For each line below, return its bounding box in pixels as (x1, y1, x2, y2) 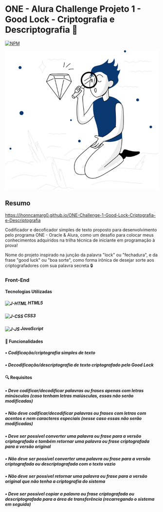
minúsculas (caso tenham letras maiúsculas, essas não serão (5, 393, 134, 399)
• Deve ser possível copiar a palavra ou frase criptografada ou (5, 490, 135, 497)
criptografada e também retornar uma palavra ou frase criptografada (5, 438, 150, 444)
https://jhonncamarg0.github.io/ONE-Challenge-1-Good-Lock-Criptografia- (5, 212, 156, 218)
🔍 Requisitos (5, 375, 33, 380)
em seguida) (5, 501, 31, 507)
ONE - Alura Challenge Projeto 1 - (5, 3, 141, 15)
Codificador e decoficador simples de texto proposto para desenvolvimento (5, 226, 157, 233)
